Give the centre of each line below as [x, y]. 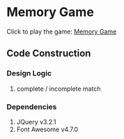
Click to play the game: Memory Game [62, 31]
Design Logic [29, 73]
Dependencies [32, 107]
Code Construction [49, 53]
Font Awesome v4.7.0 [47, 129]
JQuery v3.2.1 [36, 122]
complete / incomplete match [59, 89]
